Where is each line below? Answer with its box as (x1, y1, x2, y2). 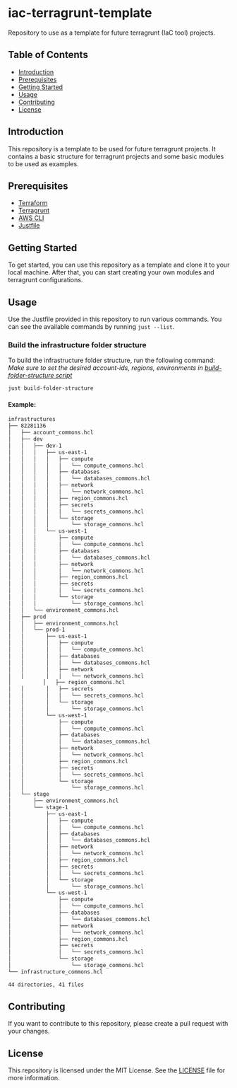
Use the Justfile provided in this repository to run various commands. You (8, 315, 222, 323)
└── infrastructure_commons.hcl (8, 968, 103, 976)
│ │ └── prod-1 (8, 626, 66, 634)
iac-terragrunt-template (8, 5, 152, 21)
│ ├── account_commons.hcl (8, 429, 94, 436)
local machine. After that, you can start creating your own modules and (8, 268, 214, 277)
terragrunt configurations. (8, 276, 83, 284)
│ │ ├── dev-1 (8, 442, 62, 449)
